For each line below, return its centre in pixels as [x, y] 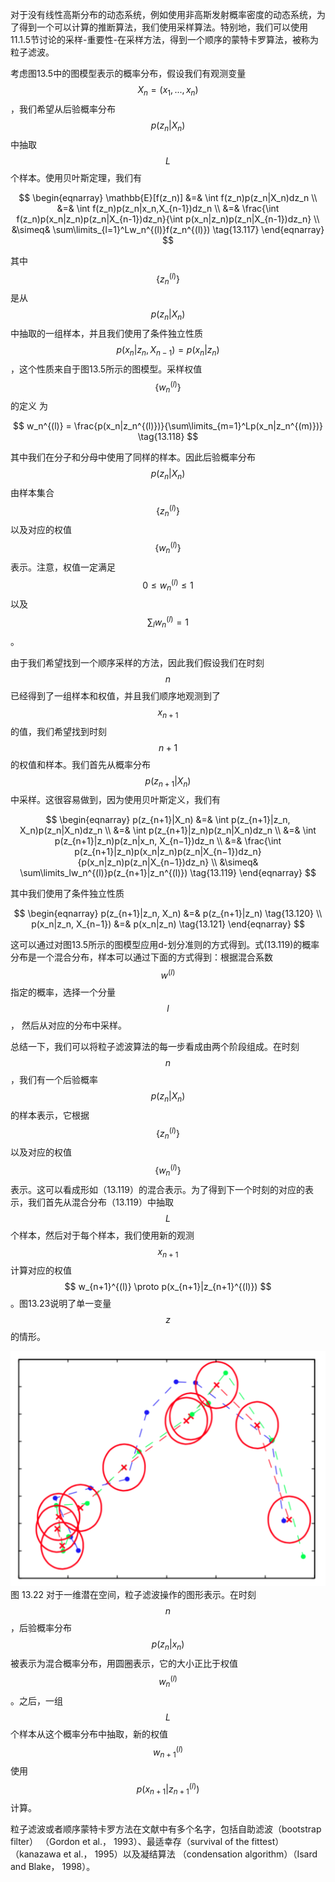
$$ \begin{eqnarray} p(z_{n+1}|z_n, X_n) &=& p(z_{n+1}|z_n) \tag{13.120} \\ [168, 914]
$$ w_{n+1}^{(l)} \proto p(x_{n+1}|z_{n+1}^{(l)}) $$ [168, 1287]
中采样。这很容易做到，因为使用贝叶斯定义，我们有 [115, 800]
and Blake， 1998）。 [53, 1867]
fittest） [268, 1842]
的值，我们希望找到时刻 [58, 731]
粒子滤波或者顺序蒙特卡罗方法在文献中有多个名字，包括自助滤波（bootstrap [166, 1829]
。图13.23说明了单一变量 [61, 1304]
